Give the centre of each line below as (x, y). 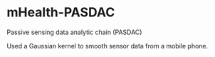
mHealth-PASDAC (61, 12)
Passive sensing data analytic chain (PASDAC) (74, 32)
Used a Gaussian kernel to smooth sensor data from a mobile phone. (107, 46)
